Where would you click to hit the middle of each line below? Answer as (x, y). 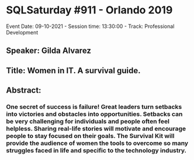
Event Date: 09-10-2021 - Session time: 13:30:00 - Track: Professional (90, 26)
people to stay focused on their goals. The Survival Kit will (90, 136)
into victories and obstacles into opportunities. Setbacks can (94, 114)
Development (22, 32)
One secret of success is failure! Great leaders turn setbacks (94, 107)
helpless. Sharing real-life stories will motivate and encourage (96, 129)
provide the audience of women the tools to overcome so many (97, 143)
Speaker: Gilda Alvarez (49, 51)
